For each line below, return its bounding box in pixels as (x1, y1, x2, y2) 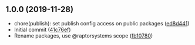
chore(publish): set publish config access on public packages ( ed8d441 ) (14, 20, 190, 27)
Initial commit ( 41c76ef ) (14, 26, 71, 33)
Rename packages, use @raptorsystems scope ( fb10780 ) (14, 32, 153, 39)
